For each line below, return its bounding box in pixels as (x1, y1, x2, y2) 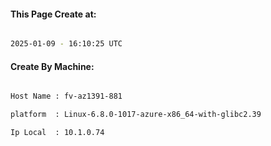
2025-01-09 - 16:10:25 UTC (10, 39, 123, 49)
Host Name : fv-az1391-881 (10, 91, 123, 102)
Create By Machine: (10, 60, 95, 72)
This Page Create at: (10, 8, 97, 20)
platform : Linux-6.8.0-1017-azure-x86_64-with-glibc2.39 (10, 110, 262, 120)
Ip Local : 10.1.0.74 (10, 128, 105, 138)
